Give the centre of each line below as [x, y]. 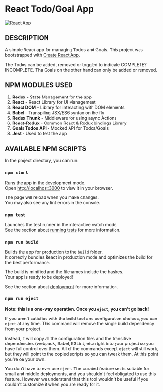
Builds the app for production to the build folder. [54, 252]
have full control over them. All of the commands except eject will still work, [82, 348]
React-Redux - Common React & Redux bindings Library [69, 123]
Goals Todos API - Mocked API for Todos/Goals [60, 128]
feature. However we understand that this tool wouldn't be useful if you [77, 379]
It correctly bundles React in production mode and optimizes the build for [79, 257]
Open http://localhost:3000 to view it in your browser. [59, 188]
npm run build [22, 242]
